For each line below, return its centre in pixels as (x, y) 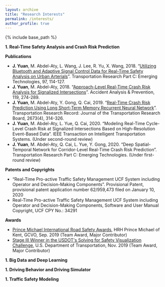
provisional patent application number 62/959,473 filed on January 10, (83, 190)
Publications (18, 57)
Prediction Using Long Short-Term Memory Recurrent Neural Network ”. (84, 108)
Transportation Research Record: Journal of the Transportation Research (86, 113)
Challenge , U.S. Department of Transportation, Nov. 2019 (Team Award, (85, 245)
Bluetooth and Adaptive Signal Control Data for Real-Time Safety (78, 71)
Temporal (22, 150)
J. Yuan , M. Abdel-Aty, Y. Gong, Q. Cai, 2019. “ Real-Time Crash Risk (81, 103)
